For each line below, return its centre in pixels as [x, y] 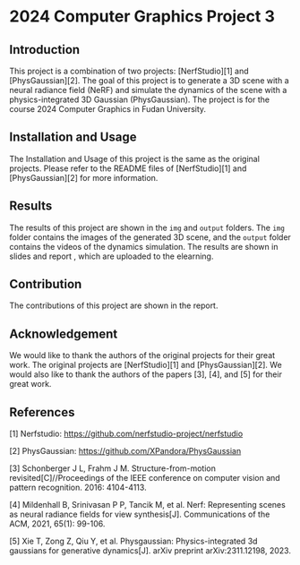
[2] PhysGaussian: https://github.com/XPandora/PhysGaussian [125, 451]
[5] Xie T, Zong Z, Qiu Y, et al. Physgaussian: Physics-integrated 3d [133, 541]
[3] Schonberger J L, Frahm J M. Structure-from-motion [113, 468]
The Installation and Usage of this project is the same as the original [134, 158]
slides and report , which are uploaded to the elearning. [111, 256]
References [42, 412]
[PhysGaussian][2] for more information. [84, 177]
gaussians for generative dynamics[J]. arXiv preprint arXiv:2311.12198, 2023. [150, 551]
